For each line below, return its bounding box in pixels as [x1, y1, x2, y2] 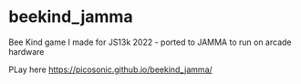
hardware [8, 46, 45, 57]
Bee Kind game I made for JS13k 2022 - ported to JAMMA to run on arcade [8, 37, 292, 47]
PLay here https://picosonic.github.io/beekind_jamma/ [8, 64, 213, 75]
